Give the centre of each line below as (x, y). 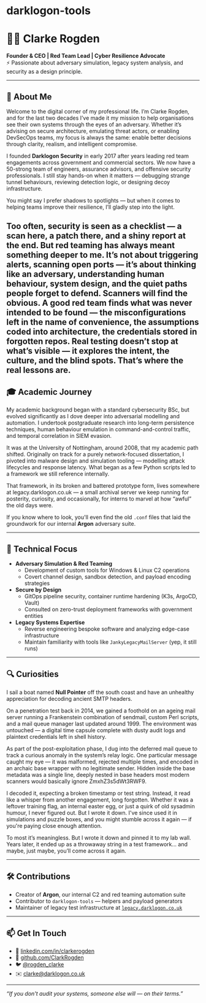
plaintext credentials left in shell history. (56, 736)
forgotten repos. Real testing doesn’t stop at (93, 341)
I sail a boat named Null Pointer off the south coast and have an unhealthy (100, 692)
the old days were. (30, 505)
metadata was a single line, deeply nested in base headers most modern (98, 775)
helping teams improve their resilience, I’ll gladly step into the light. (90, 207)
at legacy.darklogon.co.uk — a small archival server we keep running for (98, 493)
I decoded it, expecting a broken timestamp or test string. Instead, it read (98, 793)
